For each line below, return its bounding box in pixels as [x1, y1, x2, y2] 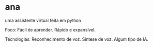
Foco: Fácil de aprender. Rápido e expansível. [5, 27, 96, 32]
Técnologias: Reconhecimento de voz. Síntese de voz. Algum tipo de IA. [5, 36, 149, 42]
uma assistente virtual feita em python [5, 17, 81, 23]
